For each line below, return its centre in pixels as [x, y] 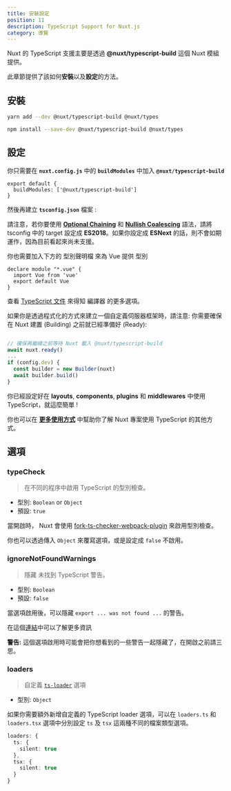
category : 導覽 [28, 33]
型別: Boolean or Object [50, 502]
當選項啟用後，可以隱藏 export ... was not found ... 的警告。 [98, 613]
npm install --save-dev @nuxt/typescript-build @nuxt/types [96, 129]
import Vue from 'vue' [46, 275]
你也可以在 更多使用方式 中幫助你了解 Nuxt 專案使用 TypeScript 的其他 [107, 419]
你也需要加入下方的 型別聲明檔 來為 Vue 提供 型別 [78, 256]
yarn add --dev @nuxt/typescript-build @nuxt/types [83, 117]
